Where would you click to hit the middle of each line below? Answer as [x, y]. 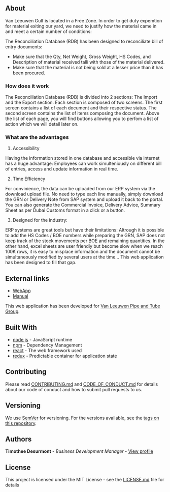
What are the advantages [37, 137]
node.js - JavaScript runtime [42, 340]
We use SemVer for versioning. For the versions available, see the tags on [82, 418]
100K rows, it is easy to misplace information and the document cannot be [83, 252]
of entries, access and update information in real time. [62, 169]
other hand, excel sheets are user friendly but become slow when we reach [84, 246]
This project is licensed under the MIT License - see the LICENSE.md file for [85, 480]
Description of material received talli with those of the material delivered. [89, 62]
